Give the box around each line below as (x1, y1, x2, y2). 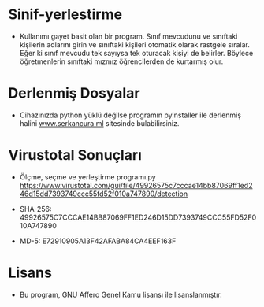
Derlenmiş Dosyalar (8, 84, 140, 102)
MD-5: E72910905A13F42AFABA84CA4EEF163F (19, 236, 177, 246)
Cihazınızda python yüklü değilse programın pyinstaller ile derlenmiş (19, 110, 242, 120)
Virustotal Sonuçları (8, 146, 142, 165)
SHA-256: (19, 204, 52, 213)
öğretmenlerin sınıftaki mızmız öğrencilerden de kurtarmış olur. (19, 57, 224, 66)
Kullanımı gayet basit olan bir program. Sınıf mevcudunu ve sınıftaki (19, 31, 238, 41)
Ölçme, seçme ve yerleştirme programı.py (19, 172, 156, 182)
